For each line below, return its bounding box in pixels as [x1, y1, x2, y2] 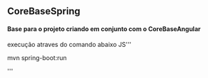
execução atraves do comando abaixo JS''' [7, 40, 132, 48]
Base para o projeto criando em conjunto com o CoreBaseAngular [7, 24, 201, 33]
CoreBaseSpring [7, 6, 80, 17]
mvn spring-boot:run [7, 53, 67, 61]
